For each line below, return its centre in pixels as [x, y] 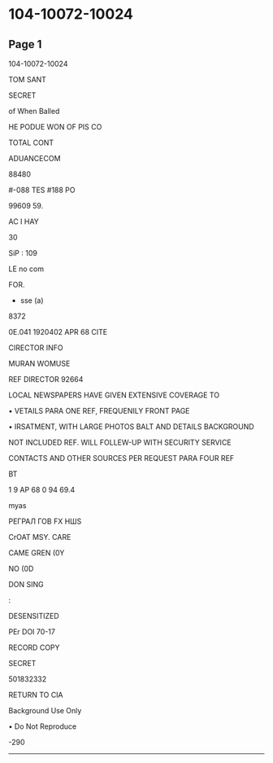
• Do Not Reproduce [43, 726]
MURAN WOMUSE [39, 364]
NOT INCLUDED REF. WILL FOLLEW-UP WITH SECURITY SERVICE [120, 442]
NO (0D [21, 568]
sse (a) [32, 300]
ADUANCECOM [35, 158]
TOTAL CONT [31, 143]
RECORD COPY [34, 647]
